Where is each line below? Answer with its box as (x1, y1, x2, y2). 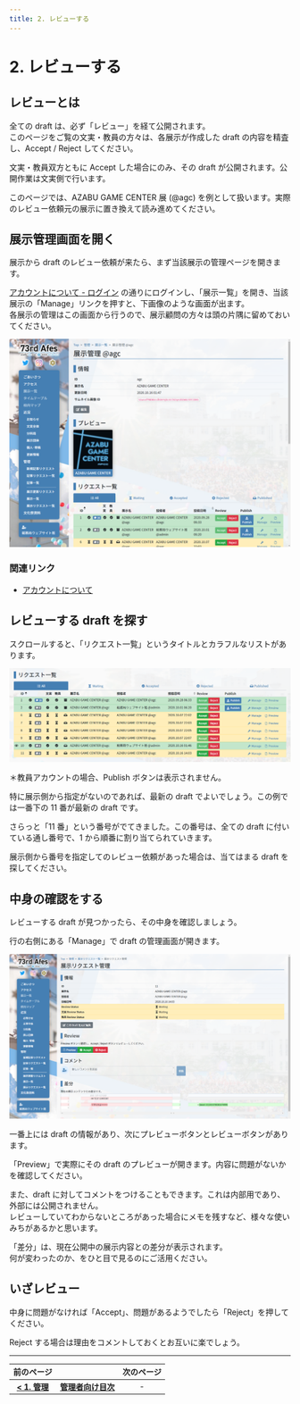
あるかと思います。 (32, 1223, 103, 1233)
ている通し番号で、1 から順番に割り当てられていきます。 (9, 832, 217, 843)
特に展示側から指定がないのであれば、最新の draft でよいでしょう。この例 (9, 791, 281, 802)
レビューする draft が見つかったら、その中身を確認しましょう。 (9, 916, 243, 928)
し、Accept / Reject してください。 (9, 143, 138, 154)
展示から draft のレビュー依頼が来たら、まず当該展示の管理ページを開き (9, 257, 274, 268)
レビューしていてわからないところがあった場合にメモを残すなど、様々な (9, 1211, 275, 1223)
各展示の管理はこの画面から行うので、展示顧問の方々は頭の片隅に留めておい (9, 309, 291, 321)
